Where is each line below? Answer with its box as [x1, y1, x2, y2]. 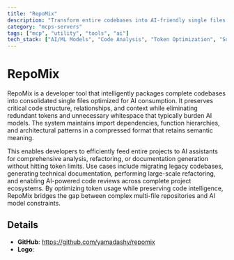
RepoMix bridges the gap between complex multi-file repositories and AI [7, 192, 216, 200]
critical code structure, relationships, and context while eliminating [7, 104, 198, 112]
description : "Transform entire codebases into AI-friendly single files [7, 17, 226, 24]
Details [7, 219, 38, 231]
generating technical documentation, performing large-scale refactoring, [7, 169, 216, 178]
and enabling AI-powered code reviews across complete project [7, 177, 192, 185]
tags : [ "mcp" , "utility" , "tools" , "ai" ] [7, 29, 130, 37]
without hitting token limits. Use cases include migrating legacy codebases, [7, 162, 224, 171]
